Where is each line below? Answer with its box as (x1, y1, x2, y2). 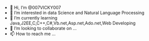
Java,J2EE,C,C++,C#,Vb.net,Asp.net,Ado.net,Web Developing (9, 20, 136, 26)
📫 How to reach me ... (9, 31, 56, 37)
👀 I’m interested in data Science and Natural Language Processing (9, 10, 145, 16)
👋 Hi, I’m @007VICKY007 (9, 5, 61, 10)
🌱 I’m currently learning (9, 15, 58, 20)
